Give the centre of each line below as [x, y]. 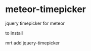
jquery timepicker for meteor [35, 23]
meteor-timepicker [46, 9]
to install [14, 33]
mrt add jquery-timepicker [33, 43]
